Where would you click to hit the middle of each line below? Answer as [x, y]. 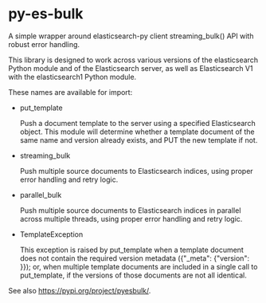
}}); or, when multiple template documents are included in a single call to [139, 266]
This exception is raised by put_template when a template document [132, 250]
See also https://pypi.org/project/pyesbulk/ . [80, 290]
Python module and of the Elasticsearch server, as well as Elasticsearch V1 [131, 68]
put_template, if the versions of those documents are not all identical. [133, 275]
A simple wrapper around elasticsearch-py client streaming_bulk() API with [131, 36]
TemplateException [51, 234]
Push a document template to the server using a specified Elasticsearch [138, 123]
